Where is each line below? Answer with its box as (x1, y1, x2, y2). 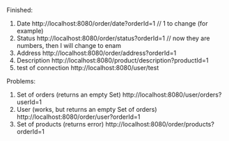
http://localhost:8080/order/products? (105, 120, 215, 128)
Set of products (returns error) (16, 120, 104, 128)
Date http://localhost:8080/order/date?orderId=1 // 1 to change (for (16, 19, 208, 27)
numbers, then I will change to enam (16, 42, 121, 49)
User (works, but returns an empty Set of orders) (16, 106, 157, 113)
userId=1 (16, 98, 42, 106)
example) (16, 27, 44, 35)
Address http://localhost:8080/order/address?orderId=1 (16, 49, 177, 57)
